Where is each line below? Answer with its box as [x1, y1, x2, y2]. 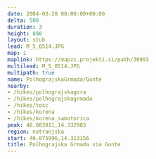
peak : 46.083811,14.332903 [7, 121, 86, 129]
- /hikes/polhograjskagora [7, 89, 86, 96]
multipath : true [7, 69, 55, 76]
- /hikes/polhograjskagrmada [7, 96, 93, 103]
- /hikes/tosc [7, 102, 49, 109]
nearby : [7, 82, 30, 89]
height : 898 [7, 30, 42, 37]
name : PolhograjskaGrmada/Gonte [7, 75, 102, 83]
